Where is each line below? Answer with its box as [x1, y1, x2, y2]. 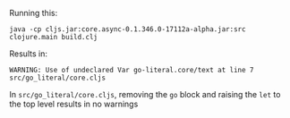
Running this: [9, 8, 58, 18]
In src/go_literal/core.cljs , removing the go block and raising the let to [9, 89, 281, 99]
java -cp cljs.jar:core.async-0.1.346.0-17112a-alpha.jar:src [9, 25, 246, 34]
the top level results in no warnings [9, 98, 139, 109]
